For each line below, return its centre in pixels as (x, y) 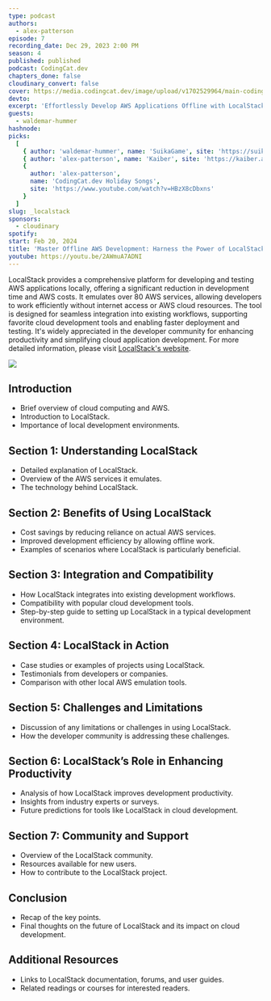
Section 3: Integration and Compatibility (111, 575)
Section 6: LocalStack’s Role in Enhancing (116, 761)
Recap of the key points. (60, 917)
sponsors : (25, 219)
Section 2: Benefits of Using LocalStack (110, 513)
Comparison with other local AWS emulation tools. (103, 682)
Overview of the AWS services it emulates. (91, 479)
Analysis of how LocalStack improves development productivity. (127, 793)
